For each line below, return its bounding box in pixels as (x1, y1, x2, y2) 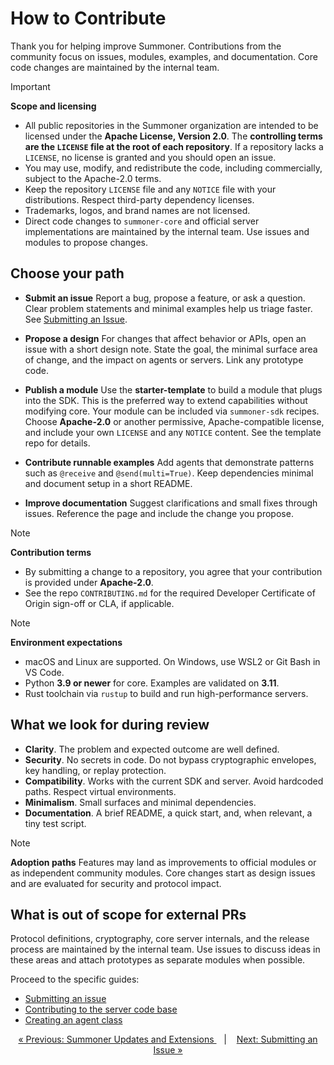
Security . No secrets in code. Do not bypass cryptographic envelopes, (24, 753, 317, 766)
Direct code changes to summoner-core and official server (24, 215, 260, 227)
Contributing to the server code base (24, 1003, 178, 1016)
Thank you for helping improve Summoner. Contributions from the (10, 40, 282, 52)
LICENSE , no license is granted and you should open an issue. (24, 151, 277, 163)
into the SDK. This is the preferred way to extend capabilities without (24, 394, 308, 406)
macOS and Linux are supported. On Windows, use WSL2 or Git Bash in (24, 655, 321, 667)
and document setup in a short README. (24, 477, 193, 489)
